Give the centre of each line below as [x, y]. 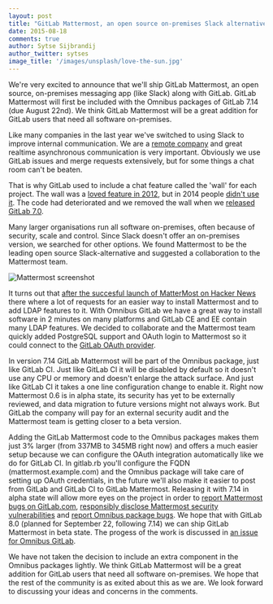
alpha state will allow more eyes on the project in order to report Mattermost [136, 497]
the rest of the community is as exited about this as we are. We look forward [136, 582]
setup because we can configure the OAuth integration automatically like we [136, 454]
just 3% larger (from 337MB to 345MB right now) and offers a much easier [133, 445]
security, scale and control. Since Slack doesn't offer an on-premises [124, 235]
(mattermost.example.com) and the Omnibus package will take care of [126, 471]
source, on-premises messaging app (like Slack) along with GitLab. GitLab [132, 93]
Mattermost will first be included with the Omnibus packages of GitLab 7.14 [133, 102]
